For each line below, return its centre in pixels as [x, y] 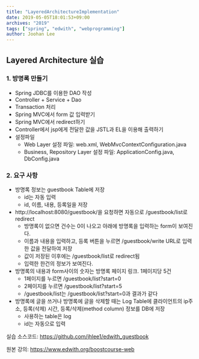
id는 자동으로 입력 [45, 324]
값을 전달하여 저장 [51, 249]
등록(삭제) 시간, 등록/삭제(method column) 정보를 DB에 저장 [94, 309]
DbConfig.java [42, 158]
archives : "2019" [28, 23]
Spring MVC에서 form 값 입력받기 [55, 114]
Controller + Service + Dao [48, 99]
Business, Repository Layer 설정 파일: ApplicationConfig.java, [99, 152]
